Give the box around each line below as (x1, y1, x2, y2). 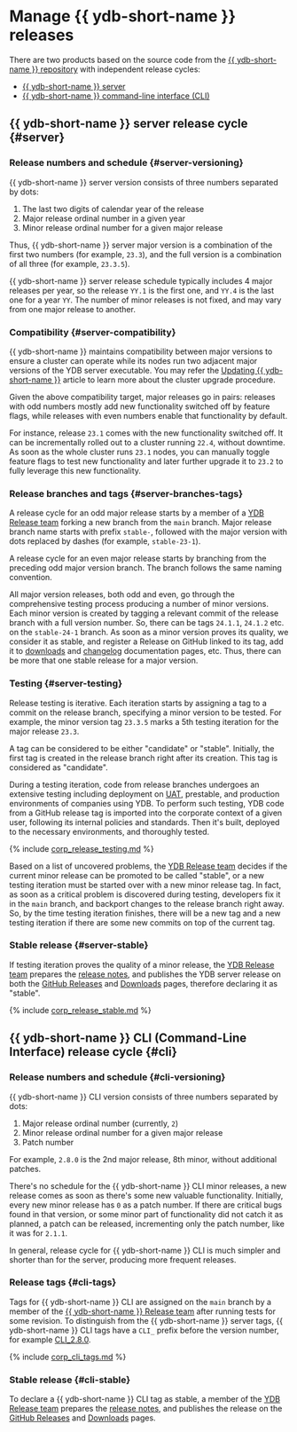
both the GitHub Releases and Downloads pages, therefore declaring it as (9, 978, 278, 988)
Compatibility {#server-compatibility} (9, 326, 176, 338)
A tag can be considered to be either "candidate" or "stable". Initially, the (9, 743, 275, 753)
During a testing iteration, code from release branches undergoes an (9, 779, 260, 790)
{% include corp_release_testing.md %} (9, 843, 155, 854)
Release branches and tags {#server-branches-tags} (9, 487, 244, 500)
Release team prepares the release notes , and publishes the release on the (9, 1404, 283, 1414)
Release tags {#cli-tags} (9, 1276, 117, 1288)
